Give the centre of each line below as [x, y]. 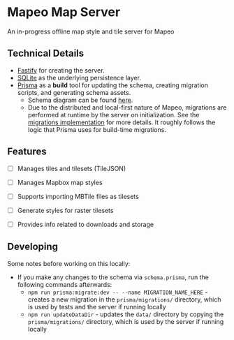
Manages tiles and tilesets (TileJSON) [72, 168]
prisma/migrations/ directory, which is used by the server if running [126, 321]
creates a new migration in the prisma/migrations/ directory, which [124, 299]
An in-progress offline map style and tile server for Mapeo [91, 31]
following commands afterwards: [65, 284]
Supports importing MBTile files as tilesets [78, 196]
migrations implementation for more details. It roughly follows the [122, 122]
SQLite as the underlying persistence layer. [79, 77]
